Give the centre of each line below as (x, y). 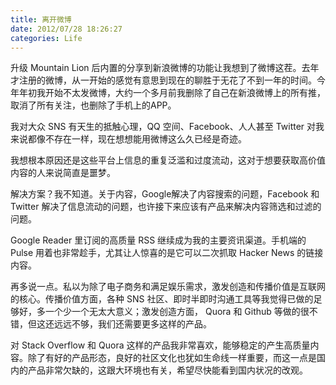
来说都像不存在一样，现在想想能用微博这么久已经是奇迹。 (128, 139)
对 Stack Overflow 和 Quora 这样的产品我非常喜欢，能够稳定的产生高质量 (160, 345)
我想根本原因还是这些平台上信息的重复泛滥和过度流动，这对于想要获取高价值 (168, 160)
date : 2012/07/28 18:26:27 (66, 29)
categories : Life (46, 38)
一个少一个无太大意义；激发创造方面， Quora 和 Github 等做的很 (177, 312)
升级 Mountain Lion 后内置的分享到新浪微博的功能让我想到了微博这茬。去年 (165, 68)
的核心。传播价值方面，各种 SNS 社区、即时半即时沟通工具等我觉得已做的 (162, 299)
